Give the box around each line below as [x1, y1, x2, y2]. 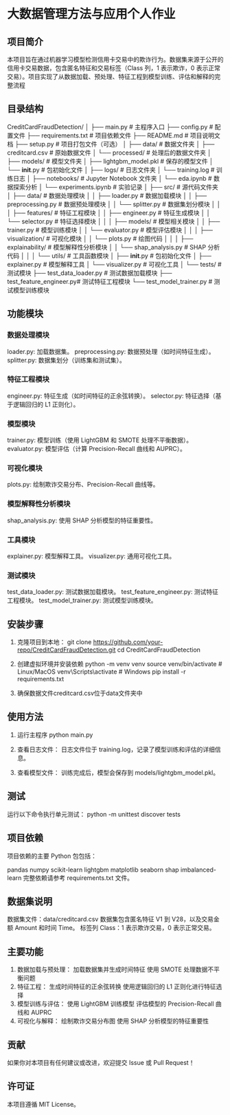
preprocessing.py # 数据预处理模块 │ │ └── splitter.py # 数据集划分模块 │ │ [7, 200, 221, 208]
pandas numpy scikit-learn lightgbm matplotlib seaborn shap [7, 865, 180, 874]
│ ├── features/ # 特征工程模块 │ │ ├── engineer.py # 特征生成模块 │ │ [7, 208, 211, 217]
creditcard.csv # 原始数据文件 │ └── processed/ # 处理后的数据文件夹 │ [7, 148, 211, 157]
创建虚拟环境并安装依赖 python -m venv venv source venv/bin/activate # [16, 660, 222, 668]
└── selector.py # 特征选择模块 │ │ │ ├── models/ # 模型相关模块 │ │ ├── [7, 217, 220, 225]
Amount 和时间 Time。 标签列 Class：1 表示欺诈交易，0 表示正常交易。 [14, 924, 216, 932]
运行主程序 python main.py [16, 730, 93, 739]
